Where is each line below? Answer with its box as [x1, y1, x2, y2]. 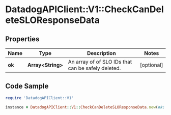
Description [87, 50, 116, 56]
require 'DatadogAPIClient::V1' [5, 95, 74, 100]
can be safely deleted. [68, 65, 121, 72]
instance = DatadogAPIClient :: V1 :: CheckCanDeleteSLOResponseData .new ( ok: [5, 104, 165, 110]
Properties [5, 35, 40, 43]
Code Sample [5, 82, 49, 91]
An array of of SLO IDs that [68, 59, 132, 65]
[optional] [139, 62, 163, 68]
